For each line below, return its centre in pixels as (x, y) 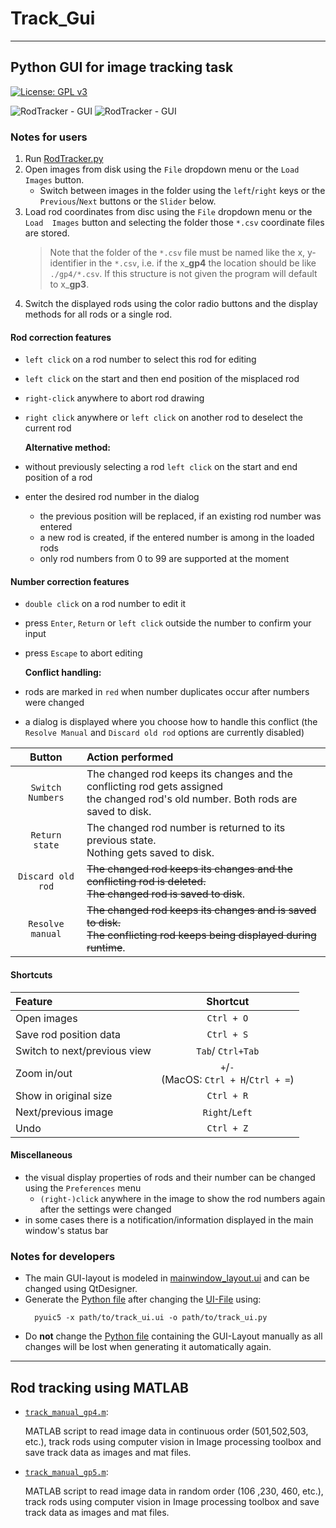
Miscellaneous (41, 1155)
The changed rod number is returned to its (186, 828)
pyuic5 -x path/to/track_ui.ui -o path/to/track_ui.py (151, 1318)
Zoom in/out (44, 1073)
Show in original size (64, 1095)
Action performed (130, 757)
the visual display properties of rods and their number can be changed (170, 1177)
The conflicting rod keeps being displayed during (201, 935)
